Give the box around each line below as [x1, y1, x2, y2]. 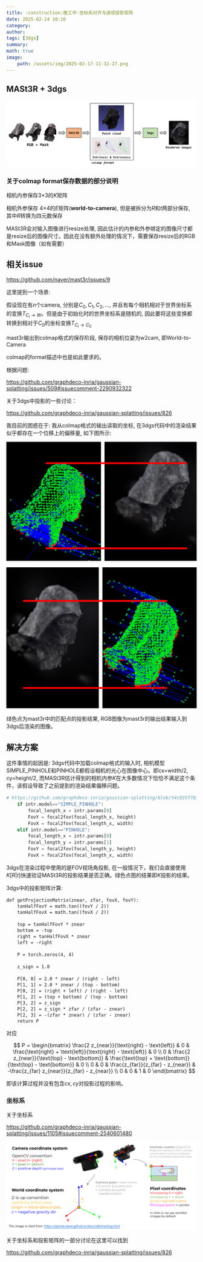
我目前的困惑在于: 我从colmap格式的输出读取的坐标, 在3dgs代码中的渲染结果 [6, 421, 197, 429]
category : [6, 22, 31, 28]
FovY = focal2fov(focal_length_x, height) [28, 814, 137, 820]
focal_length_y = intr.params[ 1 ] [28, 839, 112, 846]
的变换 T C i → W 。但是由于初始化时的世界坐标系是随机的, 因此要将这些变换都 [6, 310, 193, 319]
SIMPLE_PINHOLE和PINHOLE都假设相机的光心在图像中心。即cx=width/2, [6, 767, 188, 774]
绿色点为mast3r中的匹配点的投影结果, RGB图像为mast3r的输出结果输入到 [6, 715, 187, 723]
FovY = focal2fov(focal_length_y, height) [28, 846, 137, 852]
